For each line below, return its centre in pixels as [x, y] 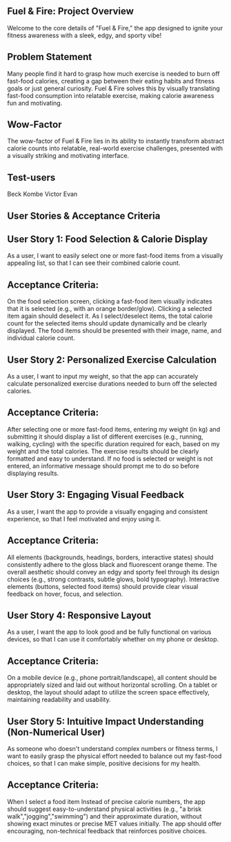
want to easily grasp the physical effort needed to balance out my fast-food [114, 756]
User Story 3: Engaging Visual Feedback [96, 495]
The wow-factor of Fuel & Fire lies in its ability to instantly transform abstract [116, 141]
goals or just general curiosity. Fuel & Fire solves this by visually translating [114, 88]
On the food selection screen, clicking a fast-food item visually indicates [110, 301]
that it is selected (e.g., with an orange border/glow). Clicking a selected [110, 309]
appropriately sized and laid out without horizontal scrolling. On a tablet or [112, 685]
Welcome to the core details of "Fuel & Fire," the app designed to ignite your [115, 28]
